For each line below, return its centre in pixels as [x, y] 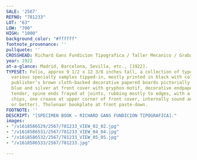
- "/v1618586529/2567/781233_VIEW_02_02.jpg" [62, 126]
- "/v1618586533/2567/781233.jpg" [48, 143]
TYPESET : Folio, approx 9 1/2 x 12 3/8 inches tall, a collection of [93, 72]
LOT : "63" [18, 22]
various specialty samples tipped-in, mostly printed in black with [97, 77]
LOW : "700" [19, 28]
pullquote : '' [23, 50]
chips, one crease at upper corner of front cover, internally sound [98, 99]
